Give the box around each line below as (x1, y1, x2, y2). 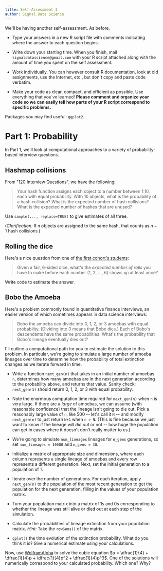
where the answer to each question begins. (12, 39, 99, 45)
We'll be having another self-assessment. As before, (5, 25, 110, 31)
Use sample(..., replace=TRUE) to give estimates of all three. (5, 213, 128, 219)
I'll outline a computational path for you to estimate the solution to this (5, 345, 145, 351)
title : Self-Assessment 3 (5, 7, 57, 12)
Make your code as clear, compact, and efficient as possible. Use (12, 89, 144, 95)
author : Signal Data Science (5, 12, 64, 17)
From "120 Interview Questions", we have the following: (5, 179, 116, 185)
